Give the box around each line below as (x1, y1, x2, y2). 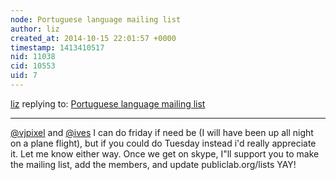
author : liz (10, 24, 60, 34)
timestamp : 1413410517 (10, 42, 105, 53)
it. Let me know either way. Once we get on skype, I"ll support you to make (10, 147, 320, 160)
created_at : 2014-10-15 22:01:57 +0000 (10, 33, 177, 43)
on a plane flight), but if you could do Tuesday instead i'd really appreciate (10, 137, 317, 149)
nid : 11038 (10, 52, 56, 62)
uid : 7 (10, 71, 38, 81)
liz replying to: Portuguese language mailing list (10, 97, 206, 110)
